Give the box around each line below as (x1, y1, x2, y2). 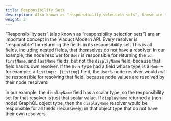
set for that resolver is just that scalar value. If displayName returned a (5, 95, 151, 101)
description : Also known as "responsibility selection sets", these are (5, 12, 163, 17)
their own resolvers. (5, 111, 47, 117)
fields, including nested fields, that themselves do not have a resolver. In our (5, 47, 165, 53)
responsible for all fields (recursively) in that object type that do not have (5, 105, 158, 112)
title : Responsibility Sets (5, 7, 65, 13)
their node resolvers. (5, 79, 49, 85)
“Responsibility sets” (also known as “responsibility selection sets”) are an (5, 31, 161, 37)
